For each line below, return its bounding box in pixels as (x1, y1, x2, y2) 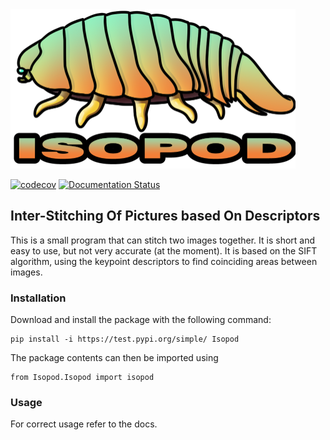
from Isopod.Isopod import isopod (10, 373, 155, 383)
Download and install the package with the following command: (10, 314, 272, 326)
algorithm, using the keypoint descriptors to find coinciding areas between (10, 255, 318, 267)
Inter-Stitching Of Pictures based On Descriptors (10, 208, 321, 225)
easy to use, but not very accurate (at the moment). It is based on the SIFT (10, 244, 318, 257)
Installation (10, 291, 67, 305)
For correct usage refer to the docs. (10, 418, 158, 430)
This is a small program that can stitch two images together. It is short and (10, 234, 316, 246)
